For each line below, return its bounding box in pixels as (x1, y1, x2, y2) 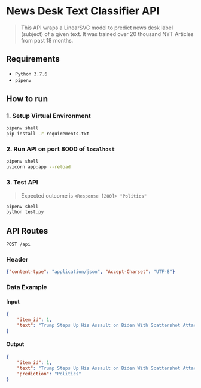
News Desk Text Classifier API (6, 4, 160, 18)
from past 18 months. (20, 37, 74, 44)
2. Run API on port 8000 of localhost (6, 145, 115, 153)
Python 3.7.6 (14, 71, 48, 77)
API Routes (6, 226, 48, 236)
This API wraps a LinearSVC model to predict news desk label (20, 24, 173, 31)
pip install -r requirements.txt (6, 131, 90, 137)
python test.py (6, 209, 44, 215)
